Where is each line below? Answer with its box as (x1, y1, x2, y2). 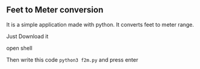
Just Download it (6, 33, 49, 40)
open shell (6, 44, 32, 51)
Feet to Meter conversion (6, 5, 103, 15)
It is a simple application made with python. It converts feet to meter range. (6, 21, 195, 28)
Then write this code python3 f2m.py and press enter (6, 56, 139, 63)
